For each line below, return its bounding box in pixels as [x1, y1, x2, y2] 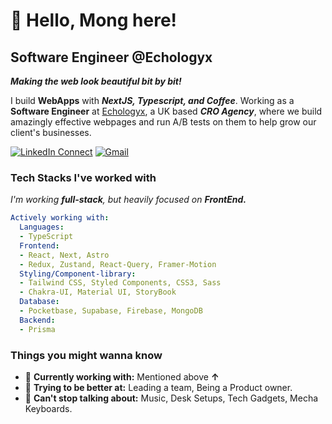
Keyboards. [24, 402, 73, 414]
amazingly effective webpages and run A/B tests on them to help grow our [10, 116, 317, 128]
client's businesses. [10, 127, 92, 138]
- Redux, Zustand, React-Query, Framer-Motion [19, 259, 217, 269]
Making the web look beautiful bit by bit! [10, 75, 182, 87]
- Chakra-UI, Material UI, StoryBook [19, 287, 177, 298]
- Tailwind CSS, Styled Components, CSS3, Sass [19, 278, 222, 288]
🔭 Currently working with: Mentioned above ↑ [24, 370, 220, 383]
